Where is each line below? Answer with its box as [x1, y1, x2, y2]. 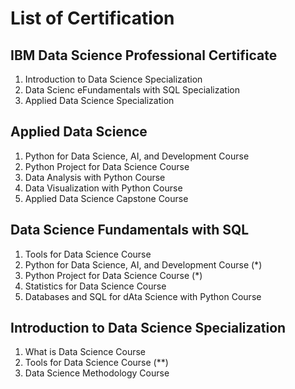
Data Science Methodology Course [24, 367, 170, 379]
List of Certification [10, 7, 175, 30]
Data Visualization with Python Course [24, 182, 183, 194]
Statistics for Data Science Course [24, 280, 167, 292]
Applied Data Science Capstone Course [24, 192, 189, 204]
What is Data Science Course [24, 346, 147, 358]
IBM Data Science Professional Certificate [10, 47, 278, 64]
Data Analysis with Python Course [24, 171, 166, 183]
